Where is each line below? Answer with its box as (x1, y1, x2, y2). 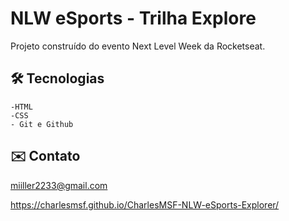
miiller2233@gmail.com (10, 179, 108, 191)
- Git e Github (10, 119, 74, 129)
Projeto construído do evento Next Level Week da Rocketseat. (10, 40, 266, 52)
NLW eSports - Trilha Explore (10, 7, 257, 30)
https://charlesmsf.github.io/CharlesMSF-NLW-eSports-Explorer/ (10, 198, 280, 211)
